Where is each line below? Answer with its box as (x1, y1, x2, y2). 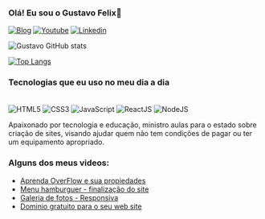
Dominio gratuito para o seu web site (19, 201, 142, 211)
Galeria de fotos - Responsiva (19, 192, 119, 202)
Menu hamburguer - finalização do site (19, 184, 149, 194)
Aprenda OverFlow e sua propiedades (19, 176, 146, 185)
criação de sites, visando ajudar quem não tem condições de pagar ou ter (8, 129, 253, 138)
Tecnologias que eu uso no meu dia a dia (8, 76, 170, 88)
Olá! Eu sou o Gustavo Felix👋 (8, 7, 122, 19)
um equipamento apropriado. (8, 137, 105, 147)
